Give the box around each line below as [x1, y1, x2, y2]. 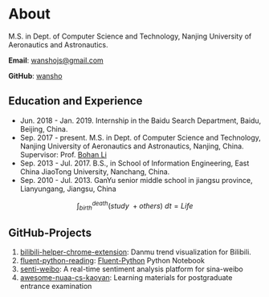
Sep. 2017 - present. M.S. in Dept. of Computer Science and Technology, [19, 132, 261, 142]
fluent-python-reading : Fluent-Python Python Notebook [19, 256, 205, 266]
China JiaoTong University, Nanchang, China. [19, 166, 170, 177]
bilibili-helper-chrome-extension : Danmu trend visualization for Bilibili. [19, 247, 251, 257]
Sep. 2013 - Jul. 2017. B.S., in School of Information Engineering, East [19, 158, 250, 168]
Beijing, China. [19, 124, 68, 133]
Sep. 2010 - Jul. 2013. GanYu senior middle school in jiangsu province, [19, 175, 253, 185]
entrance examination [19, 282, 92, 291]
